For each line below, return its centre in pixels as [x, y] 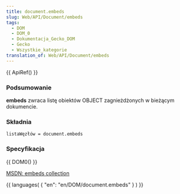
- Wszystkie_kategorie [39, 50]
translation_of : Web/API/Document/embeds [58, 55]
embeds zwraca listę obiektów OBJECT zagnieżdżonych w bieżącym [90, 100]
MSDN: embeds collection [38, 173]
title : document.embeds [35, 11]
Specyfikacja [25, 149]
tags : [13, 22]
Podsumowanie [29, 87]
